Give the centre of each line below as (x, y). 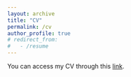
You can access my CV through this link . (66, 66)
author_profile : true (39, 33)
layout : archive (31, 14)
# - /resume (28, 46)
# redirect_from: (33, 40)
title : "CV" (25, 20)
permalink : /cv (30, 27)
